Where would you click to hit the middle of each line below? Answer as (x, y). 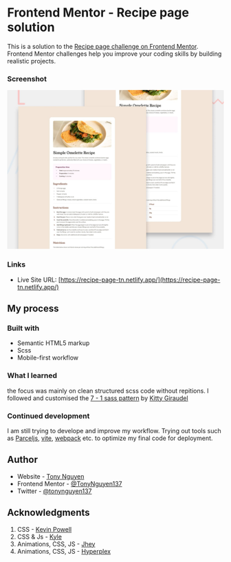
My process (33, 309)
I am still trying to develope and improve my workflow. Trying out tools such (114, 430)
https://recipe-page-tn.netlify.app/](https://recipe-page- (141, 280)
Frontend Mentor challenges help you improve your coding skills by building (114, 54)
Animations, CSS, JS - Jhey (56, 544)
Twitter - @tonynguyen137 (54, 491)
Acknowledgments (49, 513)
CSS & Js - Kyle (39, 537)
